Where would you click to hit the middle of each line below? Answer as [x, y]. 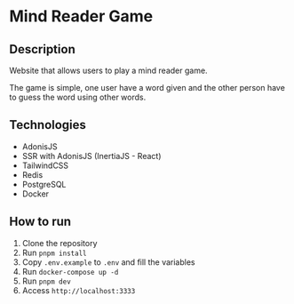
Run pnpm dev [46, 281]
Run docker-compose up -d [70, 271]
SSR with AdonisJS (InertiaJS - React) [91, 156]
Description [42, 49]
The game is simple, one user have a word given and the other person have [147, 88]
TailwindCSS [45, 165]
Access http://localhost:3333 [79, 290]
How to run [40, 222]
